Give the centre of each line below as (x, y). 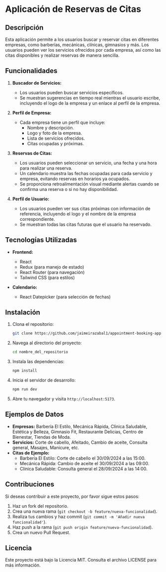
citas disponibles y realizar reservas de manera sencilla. (62, 55)
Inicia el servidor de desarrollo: (44, 380)
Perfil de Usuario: (31, 199)
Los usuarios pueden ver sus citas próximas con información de (85, 208)
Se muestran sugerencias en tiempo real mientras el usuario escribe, (90, 97)
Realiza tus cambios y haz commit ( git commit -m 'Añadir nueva (79, 516)
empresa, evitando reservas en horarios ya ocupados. (75, 179)
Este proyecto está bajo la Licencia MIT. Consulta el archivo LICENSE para (81, 560)
